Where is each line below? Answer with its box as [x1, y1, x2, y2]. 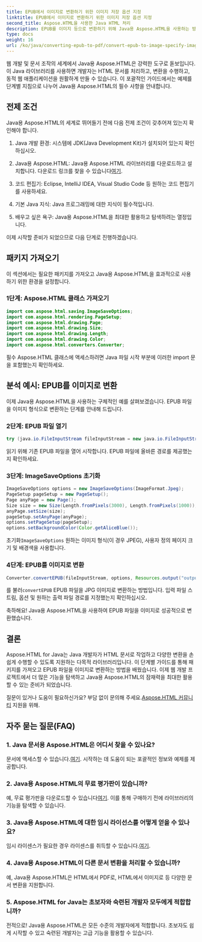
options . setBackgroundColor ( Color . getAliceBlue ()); [6, 525, 138, 531]
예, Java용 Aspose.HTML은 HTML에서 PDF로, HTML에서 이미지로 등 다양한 [6, 873, 186, 881]
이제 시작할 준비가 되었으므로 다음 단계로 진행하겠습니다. [6, 234, 138, 241]
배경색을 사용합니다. [19, 544, 66, 552]
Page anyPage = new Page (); [6, 497, 77, 503]
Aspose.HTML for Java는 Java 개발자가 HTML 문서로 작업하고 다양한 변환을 [6, 651, 188, 658]
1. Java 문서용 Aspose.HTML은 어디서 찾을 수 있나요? [6, 740, 155, 749]
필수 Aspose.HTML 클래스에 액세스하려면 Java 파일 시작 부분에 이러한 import [6, 354, 189, 361]
